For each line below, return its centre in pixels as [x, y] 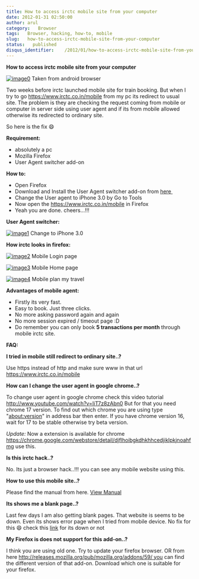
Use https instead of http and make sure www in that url [75, 368]
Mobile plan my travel [58, 279]
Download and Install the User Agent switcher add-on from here [93, 191]
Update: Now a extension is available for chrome [65, 433]
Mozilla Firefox [33, 156]
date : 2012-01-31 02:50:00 [39, 17]
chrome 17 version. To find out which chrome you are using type [84, 410]
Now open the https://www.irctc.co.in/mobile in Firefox [82, 204]
